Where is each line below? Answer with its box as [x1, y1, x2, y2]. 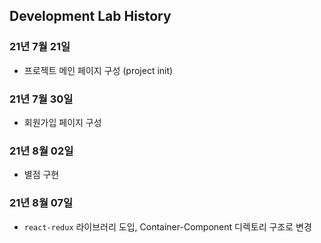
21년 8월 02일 [9, 144, 74, 158]
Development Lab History [9, 8, 172, 25]
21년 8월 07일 [9, 196, 74, 210]
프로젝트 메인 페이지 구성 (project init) [23, 64, 174, 76]
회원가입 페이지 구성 [23, 116, 102, 128]
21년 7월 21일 [9, 40, 71, 54]
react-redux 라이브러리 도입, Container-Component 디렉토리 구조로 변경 [23, 220, 312, 233]
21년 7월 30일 [9, 92, 74, 106]
